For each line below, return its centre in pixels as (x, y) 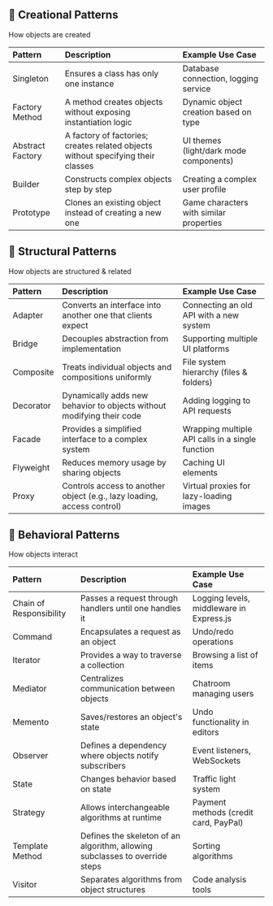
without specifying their (110, 155)
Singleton (30, 78)
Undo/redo (213, 632)
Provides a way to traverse (131, 655)
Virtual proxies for (217, 486)
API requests (207, 410)
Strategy (29, 813)
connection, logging (220, 78)
